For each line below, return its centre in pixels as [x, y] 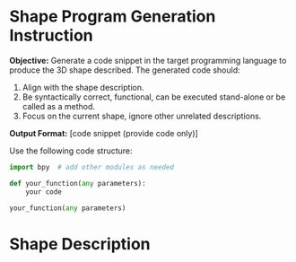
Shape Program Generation [113, 17]
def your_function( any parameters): [78, 183]
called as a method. [59, 106]
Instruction [51, 35]
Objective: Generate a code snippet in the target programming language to [148, 60]
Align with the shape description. [83, 87]
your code [44, 192]
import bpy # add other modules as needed [92, 167]
